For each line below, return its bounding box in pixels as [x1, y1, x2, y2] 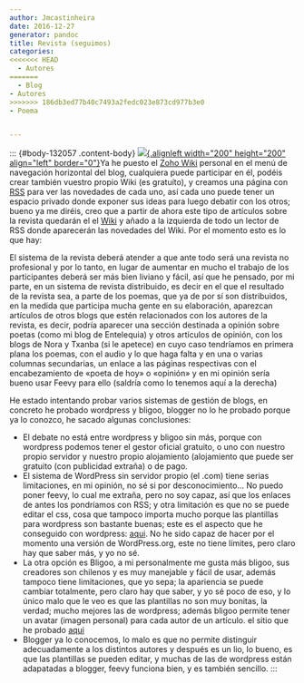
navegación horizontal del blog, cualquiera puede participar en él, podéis [9, 167, 283, 178]
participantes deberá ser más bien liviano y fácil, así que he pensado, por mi [9, 271, 295, 282]
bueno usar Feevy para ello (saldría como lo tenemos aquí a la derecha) [9, 377, 278, 388]
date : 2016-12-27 [9, 22, 75, 31]
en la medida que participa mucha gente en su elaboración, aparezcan [9, 300, 274, 311]
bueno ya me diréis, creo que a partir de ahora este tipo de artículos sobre [9, 206, 288, 217]
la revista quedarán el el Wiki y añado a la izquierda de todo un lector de [9, 215, 279, 227]
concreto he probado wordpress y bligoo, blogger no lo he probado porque [9, 405, 290, 415]
